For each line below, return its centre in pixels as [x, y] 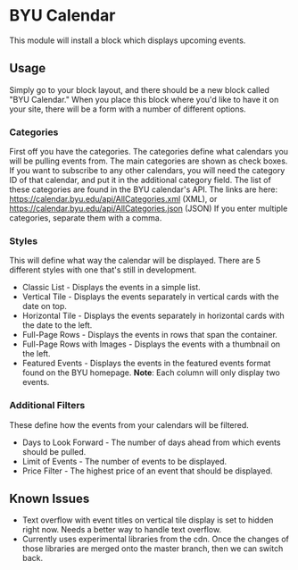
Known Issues [50, 499]
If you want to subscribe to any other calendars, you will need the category [147, 171]
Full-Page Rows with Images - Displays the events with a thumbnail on [151, 344]
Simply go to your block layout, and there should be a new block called [140, 89]
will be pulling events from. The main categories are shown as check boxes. [149, 161]
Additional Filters [47, 406]
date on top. [44, 306]
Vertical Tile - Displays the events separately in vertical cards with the [150, 297]
